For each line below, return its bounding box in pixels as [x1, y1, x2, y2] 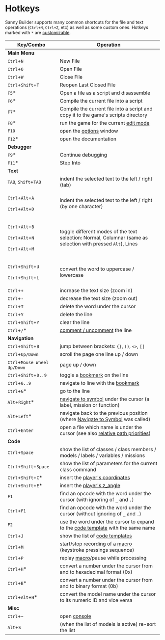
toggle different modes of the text [59, 228, 137, 235]
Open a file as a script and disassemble [59, 89, 151, 96]
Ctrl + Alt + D [7, 205, 34, 212]
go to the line [59, 387, 90, 394]
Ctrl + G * [7, 387, 27, 394]
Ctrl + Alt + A [7, 194, 34, 201]
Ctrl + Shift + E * [7, 482, 43, 489]
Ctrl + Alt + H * [7, 593, 38, 600]
